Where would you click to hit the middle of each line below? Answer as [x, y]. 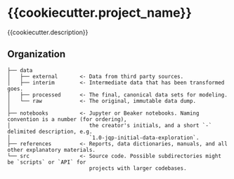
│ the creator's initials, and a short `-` [110, 125]
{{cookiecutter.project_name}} [99, 13]
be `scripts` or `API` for [47, 162]
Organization [36, 54]
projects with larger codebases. [138, 168]
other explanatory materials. [52, 150]
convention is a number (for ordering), [67, 119]
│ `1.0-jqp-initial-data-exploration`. [103, 138]
